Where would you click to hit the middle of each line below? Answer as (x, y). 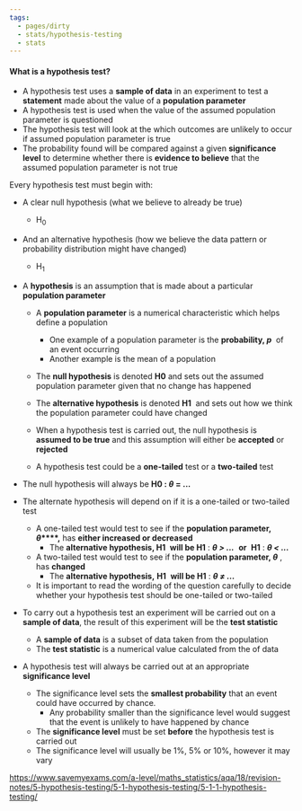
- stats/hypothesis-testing (70, 34)
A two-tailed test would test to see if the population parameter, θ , (159, 557)
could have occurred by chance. (96, 703)
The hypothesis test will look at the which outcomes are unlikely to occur (157, 129)
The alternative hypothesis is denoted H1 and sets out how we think (164, 403)
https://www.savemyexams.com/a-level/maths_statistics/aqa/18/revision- (145, 778)
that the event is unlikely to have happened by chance (149, 722)
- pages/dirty (44, 26)
